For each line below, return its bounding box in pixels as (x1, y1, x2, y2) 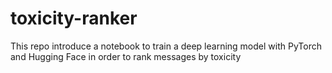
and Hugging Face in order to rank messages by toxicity (10, 50, 242, 62)
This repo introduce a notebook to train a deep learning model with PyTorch (10, 40, 322, 52)
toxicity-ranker (10, 7, 138, 30)
